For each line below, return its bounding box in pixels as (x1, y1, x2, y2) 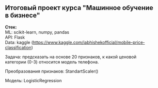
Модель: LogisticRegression (5, 77, 62, 83)
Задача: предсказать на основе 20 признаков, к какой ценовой (5, 54, 137, 60)
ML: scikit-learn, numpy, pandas (5, 29, 69, 35)
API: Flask (5, 34, 25, 40)
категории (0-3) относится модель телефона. (5, 59, 99, 64)
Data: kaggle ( (5, 39, 33, 45)
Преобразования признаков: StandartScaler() (5, 68, 98, 74)
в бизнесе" (5, 12, 40, 20)
